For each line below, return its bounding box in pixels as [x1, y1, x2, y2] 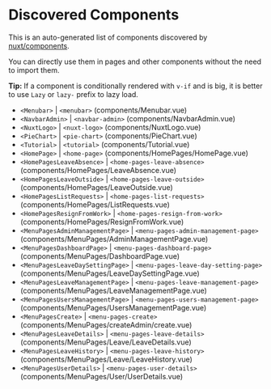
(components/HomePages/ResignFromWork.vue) [19, 217, 184, 226]
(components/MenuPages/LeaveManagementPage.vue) [19, 285, 208, 295]
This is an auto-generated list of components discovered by [8, 32, 208, 42]
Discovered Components [8, 6, 180, 24]
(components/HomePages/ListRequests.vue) [19, 200, 170, 209]
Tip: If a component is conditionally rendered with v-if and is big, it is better [8, 81, 263, 91]
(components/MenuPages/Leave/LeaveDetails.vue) [19, 337, 192, 347]
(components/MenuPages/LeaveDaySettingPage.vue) [19, 268, 200, 278]
